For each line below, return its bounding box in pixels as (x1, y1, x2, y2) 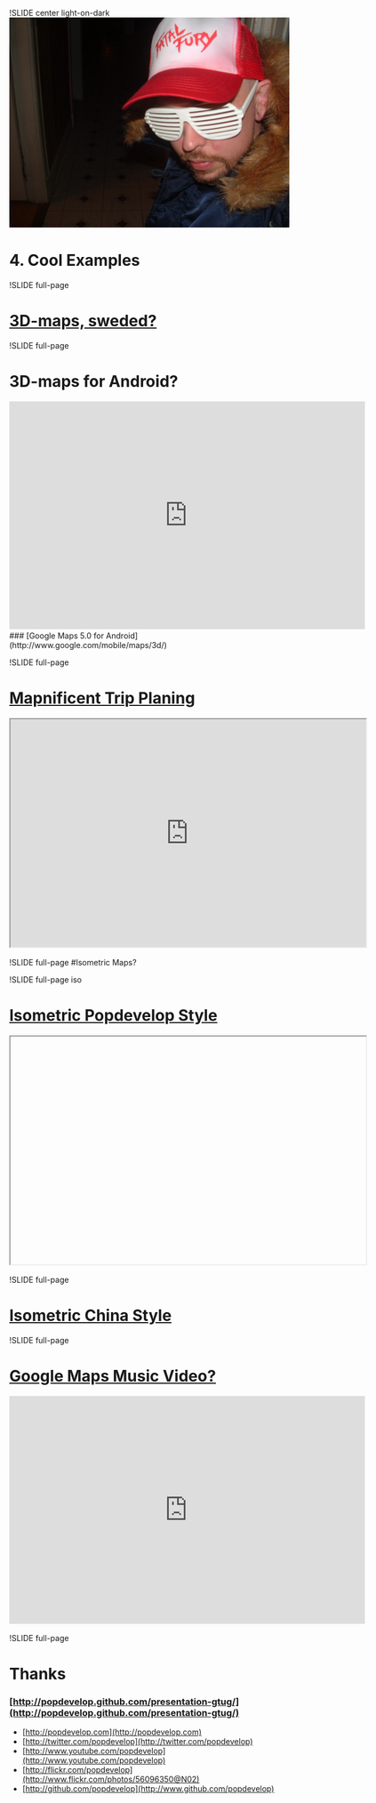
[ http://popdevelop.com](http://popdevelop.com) (21, 1727, 203, 1737)
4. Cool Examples (9, 251, 140, 270)
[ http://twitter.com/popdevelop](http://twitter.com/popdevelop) (21, 1736, 253, 1747)
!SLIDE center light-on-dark (9, 8, 110, 18)
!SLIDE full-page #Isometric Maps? (9, 957, 137, 967)
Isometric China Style (9, 1305, 172, 1326)
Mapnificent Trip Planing (9, 688, 196, 708)
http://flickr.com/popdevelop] (25, 1765, 133, 1775)
